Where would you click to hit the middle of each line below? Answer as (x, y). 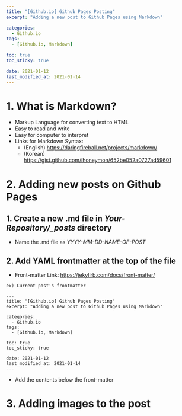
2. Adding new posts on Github (84, 184)
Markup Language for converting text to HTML (72, 123)
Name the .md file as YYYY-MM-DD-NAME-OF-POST (80, 242)
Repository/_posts (41, 228)
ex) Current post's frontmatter (46, 286)
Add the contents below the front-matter (64, 380)
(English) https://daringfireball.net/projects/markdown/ (90, 148)
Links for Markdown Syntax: (49, 141)
